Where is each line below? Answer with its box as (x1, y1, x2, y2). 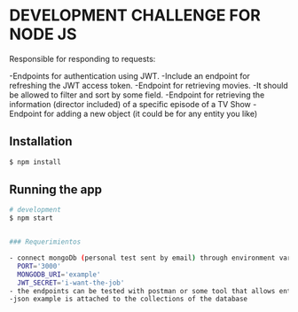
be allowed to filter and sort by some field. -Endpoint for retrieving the (9, 90, 265, 100)
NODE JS (9, 24, 77, 44)
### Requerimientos (9, 238, 82, 246)
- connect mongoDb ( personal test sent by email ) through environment (9, 253, 276, 262)
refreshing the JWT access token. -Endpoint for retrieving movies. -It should (9, 80, 288, 90)
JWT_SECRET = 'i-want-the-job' (17, 278, 125, 287)
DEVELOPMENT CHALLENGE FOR (9, 5, 262, 26)
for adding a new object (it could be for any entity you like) (43, 108, 258, 119)
